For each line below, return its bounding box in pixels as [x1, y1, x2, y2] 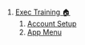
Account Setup [26, 19, 77, 28]
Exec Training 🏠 [14, 7, 71, 17]
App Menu [26, 27, 62, 37]
